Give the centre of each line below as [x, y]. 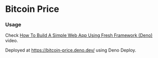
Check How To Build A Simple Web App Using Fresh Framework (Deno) [79, 35]
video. [12, 41]
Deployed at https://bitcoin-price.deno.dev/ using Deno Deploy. [71, 50]
